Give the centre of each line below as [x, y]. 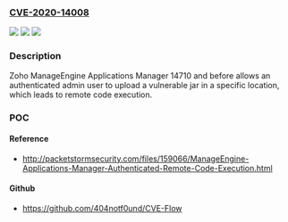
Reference [29, 139]
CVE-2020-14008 [49, 12]
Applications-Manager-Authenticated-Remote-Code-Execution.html [147, 168]
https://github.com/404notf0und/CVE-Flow [102, 208]
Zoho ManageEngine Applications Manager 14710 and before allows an [140, 75]
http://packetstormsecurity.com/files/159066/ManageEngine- [136, 159]
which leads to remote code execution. [81, 95]
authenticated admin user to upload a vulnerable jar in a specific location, [144, 85]
